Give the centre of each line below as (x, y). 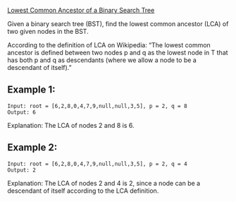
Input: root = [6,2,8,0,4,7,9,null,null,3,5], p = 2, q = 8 (98, 106)
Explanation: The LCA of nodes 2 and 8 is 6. (71, 125)
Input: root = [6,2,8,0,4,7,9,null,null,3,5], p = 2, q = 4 (98, 164)
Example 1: (31, 90)
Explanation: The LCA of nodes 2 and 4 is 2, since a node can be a (104, 183)
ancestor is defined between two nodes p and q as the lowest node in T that (118, 53)
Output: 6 (22, 112)
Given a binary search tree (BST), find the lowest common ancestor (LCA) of (118, 24)
